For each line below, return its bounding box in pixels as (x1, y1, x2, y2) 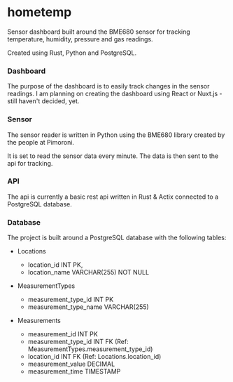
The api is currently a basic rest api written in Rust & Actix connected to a (7, 192, 219, 201)
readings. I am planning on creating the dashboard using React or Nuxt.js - (7, 89, 223, 98)
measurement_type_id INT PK (27, 296, 114, 304)
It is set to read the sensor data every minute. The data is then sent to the (7, 152, 219, 160)
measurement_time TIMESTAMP (27, 367, 121, 376)
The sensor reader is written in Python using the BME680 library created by (7, 131, 225, 139)
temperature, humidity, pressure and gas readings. (7, 34, 153, 43)
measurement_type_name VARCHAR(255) (27, 303, 149, 311)
